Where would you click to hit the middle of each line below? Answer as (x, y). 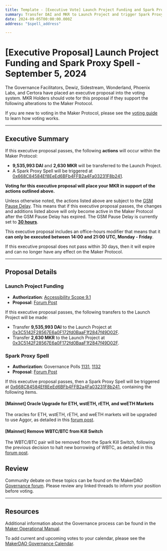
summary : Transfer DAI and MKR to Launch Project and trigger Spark (78, 14)
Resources (22, 511)
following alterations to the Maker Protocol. (49, 104)
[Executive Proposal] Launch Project (82, 53)
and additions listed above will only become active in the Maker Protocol (79, 211)
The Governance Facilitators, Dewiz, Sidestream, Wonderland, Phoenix (78, 88)
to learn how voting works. (32, 118)
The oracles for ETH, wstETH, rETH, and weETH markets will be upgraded (81, 415)
